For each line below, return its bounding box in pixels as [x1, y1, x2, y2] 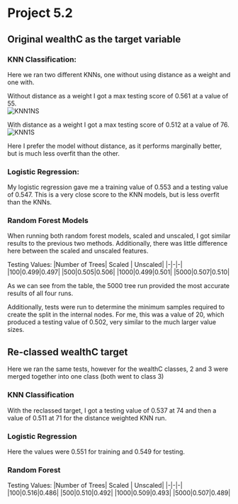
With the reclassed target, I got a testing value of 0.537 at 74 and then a [7, 406, 217, 415]
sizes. [7, 326, 25, 334]
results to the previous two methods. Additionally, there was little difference [7, 239, 228, 248]
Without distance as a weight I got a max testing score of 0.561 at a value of [7, 91, 229, 100]
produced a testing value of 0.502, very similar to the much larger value [7, 318, 217, 326]
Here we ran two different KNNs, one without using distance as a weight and [7, 70, 231, 79]
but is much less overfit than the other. [7, 149, 120, 157]
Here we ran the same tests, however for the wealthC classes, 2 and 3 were [7, 365, 229, 373]
